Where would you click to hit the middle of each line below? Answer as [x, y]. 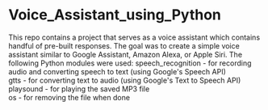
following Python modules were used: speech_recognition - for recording [130, 63]
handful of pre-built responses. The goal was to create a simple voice [124, 45]
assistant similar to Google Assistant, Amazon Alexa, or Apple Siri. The [126, 54]
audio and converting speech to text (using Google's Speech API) [117, 71]
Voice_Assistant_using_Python [115, 15]
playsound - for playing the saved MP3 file [79, 89]
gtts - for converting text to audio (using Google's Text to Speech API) [125, 80]
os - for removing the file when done [69, 97]
